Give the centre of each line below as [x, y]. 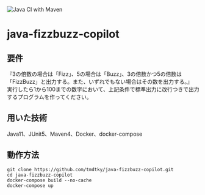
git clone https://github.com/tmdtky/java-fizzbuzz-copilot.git [90, 169]
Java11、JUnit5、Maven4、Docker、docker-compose [75, 134]
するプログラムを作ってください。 [49, 97]
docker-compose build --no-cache [49, 180]
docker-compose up [30, 186]
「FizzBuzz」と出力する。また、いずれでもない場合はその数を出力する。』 [100, 82]
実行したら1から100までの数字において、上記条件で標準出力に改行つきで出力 [103, 89]
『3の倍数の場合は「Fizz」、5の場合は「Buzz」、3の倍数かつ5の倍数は [94, 74]
